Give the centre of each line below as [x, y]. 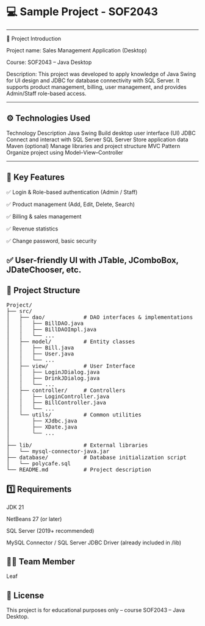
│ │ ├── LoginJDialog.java [53, 372]
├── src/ [19, 311]
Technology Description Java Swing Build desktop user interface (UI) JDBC [101, 133]
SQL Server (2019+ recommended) [50, 530]
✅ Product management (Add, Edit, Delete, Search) [71, 204]
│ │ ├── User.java [40, 354]
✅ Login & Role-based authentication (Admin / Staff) [72, 192]
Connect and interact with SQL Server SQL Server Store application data [97, 139]
